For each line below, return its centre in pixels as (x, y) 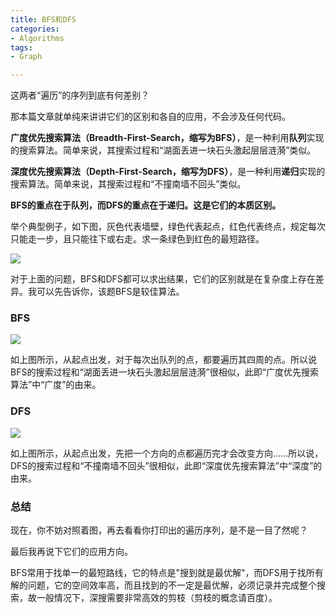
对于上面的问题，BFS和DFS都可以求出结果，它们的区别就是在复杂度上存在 (163, 279)
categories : (35, 29)
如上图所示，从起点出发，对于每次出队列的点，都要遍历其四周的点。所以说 (163, 360)
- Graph (26, 57)
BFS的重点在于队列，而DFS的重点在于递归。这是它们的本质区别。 (146, 205)
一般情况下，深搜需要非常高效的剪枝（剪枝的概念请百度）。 (157, 598)
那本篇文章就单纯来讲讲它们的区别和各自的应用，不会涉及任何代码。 (150, 117)
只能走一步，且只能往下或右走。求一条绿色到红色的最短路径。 (137, 239)
